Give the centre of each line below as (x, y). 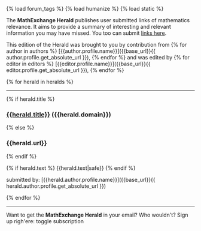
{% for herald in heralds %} (40, 82)
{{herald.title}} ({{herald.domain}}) (59, 115)
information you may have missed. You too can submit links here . (86, 33)
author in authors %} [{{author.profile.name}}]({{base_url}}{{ (81, 51)
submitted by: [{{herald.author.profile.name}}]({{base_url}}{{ (81, 179)
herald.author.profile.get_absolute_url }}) (56, 186)
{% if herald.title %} (31, 99)
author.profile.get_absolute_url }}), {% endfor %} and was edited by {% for (98, 57)
